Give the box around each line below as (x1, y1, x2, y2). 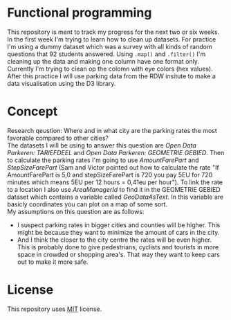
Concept (7, 104, 58, 119)
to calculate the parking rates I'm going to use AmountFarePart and (7, 156, 199, 164)
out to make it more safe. (17, 258, 89, 266)
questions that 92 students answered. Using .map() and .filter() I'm (7, 50, 206, 58)
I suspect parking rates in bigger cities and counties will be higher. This (17, 220, 221, 229)
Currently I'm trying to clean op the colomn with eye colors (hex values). (7, 64, 213, 73)
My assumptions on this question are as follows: (7, 207, 145, 215)
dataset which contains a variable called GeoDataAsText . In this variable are (7, 193, 223, 201)
